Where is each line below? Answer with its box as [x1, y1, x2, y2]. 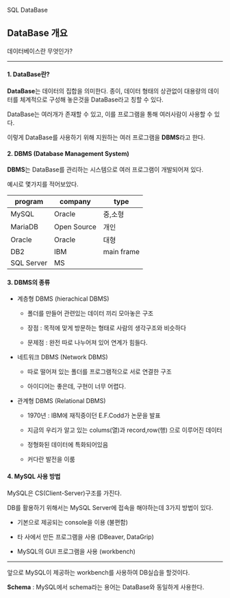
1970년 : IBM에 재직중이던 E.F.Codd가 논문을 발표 [27, 411, 161, 419]
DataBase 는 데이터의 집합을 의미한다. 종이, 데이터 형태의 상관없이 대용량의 [7, 87, 207, 95]
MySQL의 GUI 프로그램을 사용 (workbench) [16, 547, 136, 555]
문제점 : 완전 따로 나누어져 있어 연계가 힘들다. [27, 338, 148, 347]
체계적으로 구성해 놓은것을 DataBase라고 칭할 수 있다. [19, 95, 164, 104]
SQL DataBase [7, 6, 48, 14]
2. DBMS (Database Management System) [7, 149, 129, 157]
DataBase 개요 [7, 27, 68, 39]
